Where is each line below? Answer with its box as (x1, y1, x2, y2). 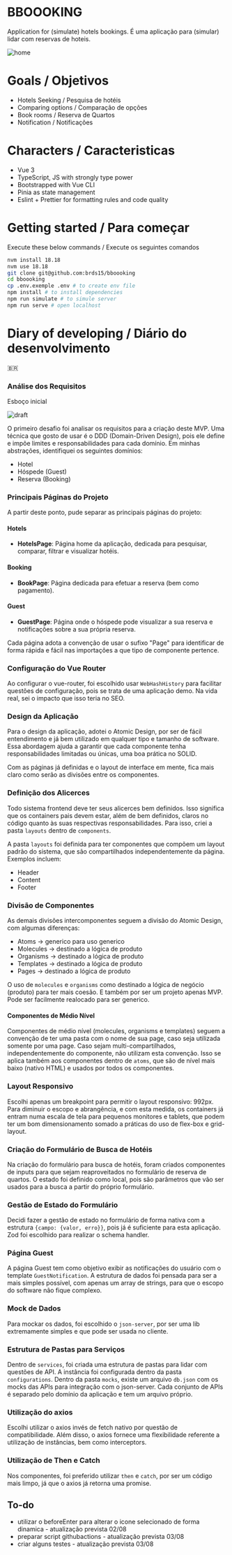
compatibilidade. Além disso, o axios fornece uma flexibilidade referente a (7, 1431, 220, 1439)
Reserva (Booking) (17, 474, 71, 483)
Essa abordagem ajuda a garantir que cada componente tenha (7, 742, 187, 751)
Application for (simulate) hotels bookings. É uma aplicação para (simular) (7, 27, 219, 36)
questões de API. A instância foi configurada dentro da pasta (7, 1368, 183, 1376)
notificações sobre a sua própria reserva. (17, 625, 136, 633)
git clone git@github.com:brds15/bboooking (7, 270, 136, 277)
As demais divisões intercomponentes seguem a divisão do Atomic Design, (7, 917, 223, 925)
